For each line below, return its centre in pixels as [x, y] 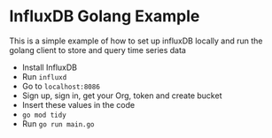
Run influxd [44, 76]
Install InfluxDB [50, 67]
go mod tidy [44, 115]
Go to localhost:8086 [61, 86]
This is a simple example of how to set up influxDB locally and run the [136, 41]
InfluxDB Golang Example [105, 16]
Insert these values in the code [78, 104]
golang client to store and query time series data [97, 50]
